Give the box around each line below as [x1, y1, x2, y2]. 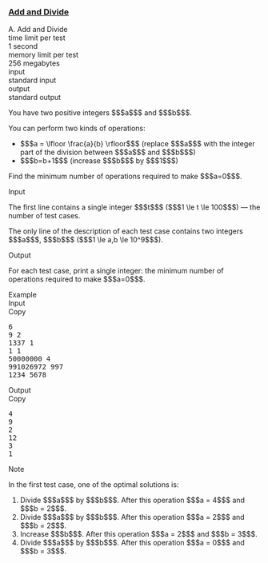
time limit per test [8, 33, 66, 42]
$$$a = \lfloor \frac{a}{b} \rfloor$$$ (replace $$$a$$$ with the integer [19, 139, 256, 149]
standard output [8, 93, 62, 102]
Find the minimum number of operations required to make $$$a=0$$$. [8, 171, 242, 182]
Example [8, 290, 38, 300]
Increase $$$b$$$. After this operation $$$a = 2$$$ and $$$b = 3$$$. [19, 529, 258, 539]
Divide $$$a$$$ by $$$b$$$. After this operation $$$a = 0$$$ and [19, 538, 246, 548]
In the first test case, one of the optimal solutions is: [8, 480, 179, 489]
